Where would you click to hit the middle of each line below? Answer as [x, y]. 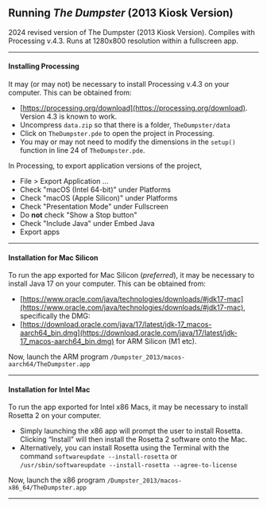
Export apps [40, 232]
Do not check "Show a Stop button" [78, 215]
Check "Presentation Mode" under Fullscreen [94, 207]
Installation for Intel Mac [49, 389]
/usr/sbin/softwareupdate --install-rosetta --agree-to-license [128, 466]
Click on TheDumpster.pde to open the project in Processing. [117, 134]
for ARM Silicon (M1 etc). [156, 341]
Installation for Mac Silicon [53, 257]
